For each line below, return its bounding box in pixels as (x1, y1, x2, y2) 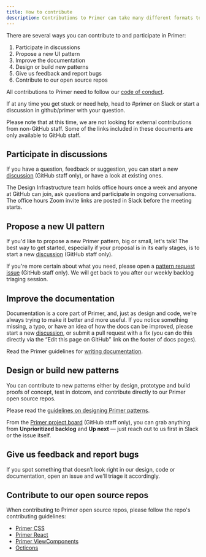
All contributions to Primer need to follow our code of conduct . (6, 88, 164, 95)
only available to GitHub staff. (6, 131, 81, 139)
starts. (6, 203, 23, 211)
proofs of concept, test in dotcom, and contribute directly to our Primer (6, 388, 186, 395)
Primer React (15, 531, 48, 539)
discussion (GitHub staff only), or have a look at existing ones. (6, 172, 164, 179)
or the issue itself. (6, 431, 51, 439)
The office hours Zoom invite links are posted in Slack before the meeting (6, 197, 192, 204)
